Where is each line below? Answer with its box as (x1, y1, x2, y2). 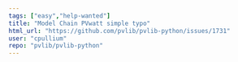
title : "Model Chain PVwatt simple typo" (8, 19, 151, 27)
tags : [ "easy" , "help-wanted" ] (8, 11, 111, 20)
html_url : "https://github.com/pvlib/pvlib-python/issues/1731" (8, 27, 231, 35)
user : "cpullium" (8, 34, 67, 43)
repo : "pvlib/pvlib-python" (8, 42, 104, 50)
